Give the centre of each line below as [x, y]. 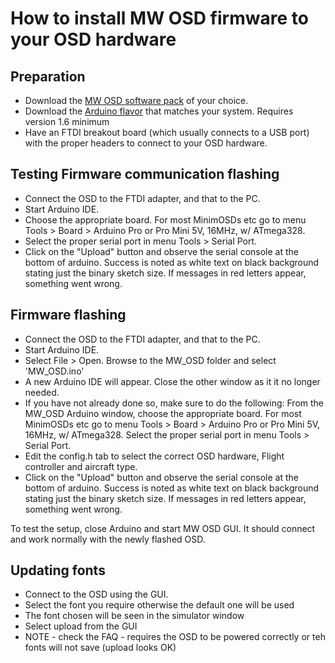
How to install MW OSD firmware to [159, 18]
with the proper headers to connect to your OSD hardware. [146, 143]
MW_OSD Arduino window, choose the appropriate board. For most [163, 413]
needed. [42, 392]
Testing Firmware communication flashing [145, 174]
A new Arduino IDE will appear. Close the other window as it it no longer [172, 381]
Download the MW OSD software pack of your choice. [136, 100]
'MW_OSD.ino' [54, 371]
